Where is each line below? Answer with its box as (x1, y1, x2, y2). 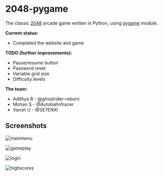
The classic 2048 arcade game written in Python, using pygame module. (5, 20, 158, 26)
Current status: (5, 30, 39, 36)
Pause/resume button (12, 59, 59, 65)
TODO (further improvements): (5, 50, 73, 56)
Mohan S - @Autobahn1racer (12, 101, 74, 107)
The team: (5, 85, 28, 92)
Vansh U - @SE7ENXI (12, 106, 58, 113)
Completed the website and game (12, 39, 84, 46)
